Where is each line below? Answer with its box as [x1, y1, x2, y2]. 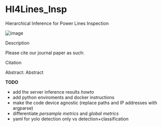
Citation [5, 59, 22, 65]
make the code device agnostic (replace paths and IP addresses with [12, 100, 157, 106]
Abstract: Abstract [5, 69, 44, 75]
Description [5, 39, 29, 46]
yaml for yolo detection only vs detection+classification [12, 115, 129, 122]
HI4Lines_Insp [5, 4, 67, 15]
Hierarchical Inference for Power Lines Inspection [5, 20, 109, 26]
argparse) [12, 105, 34, 111]
